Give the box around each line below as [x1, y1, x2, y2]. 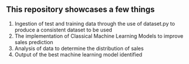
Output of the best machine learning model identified [14, 51, 142, 58]
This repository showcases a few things [6, 5, 155, 15]
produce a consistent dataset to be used [14, 26, 112, 33]
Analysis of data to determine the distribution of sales [14, 45, 144, 52]
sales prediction [14, 38, 54, 45]
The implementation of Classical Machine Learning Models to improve [14, 32, 184, 40]
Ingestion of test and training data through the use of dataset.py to [14, 20, 176, 27]
